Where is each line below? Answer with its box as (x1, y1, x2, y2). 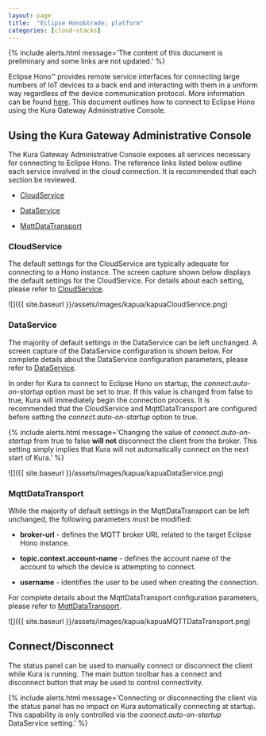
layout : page (8, 11, 52, 20)
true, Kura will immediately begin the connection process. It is (8, 395, 210, 405)
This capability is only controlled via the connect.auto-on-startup (8, 710, 222, 719)
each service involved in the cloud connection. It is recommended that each (8, 167, 256, 176)
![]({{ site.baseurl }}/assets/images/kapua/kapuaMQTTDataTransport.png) (8, 617, 251, 626)
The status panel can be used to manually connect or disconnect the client (8, 661, 253, 670)
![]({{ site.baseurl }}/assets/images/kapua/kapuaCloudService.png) (8, 299, 229, 310)
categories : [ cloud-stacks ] (8, 26, 102, 34)
